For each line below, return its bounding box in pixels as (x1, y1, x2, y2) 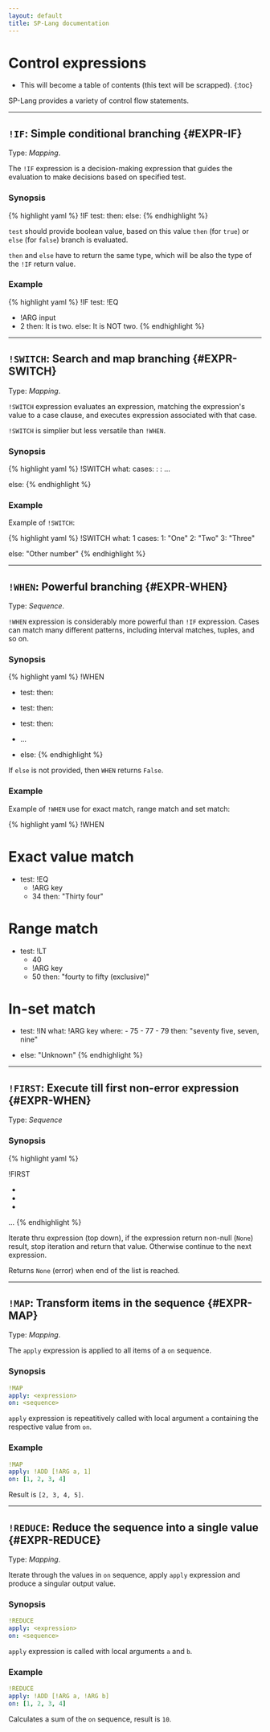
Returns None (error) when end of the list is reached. (8, 1265, 181, 1275)
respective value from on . (8, 1422, 92, 1431)
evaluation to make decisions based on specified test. (8, 172, 186, 182)
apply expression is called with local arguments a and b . (8, 1646, 193, 1656)
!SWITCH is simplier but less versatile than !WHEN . (8, 425, 166, 435)
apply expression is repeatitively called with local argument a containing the (8, 1414, 259, 1423)
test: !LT (19, 946, 47, 956)
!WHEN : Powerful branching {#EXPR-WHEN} (8, 579, 228, 593)
